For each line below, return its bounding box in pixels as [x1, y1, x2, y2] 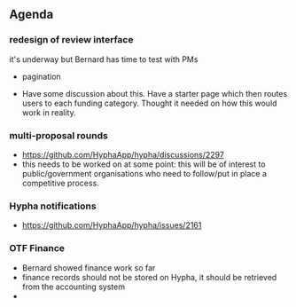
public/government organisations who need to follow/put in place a [21, 168, 268, 178]
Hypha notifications [9, 200, 97, 212]
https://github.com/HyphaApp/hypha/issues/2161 [21, 220, 202, 231]
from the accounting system [21, 281, 126, 292]
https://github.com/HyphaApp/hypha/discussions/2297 [21, 149, 224, 160]
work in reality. [21, 106, 77, 118]
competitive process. [21, 177, 99, 188]
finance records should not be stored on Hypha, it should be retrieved [21, 272, 277, 282]
